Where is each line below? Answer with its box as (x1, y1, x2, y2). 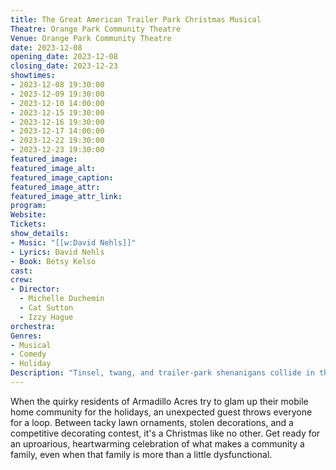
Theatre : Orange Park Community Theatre (10, 24, 182, 34)
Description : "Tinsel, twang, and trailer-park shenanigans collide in (10, 368, 315, 378)
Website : (10, 210, 47, 220)
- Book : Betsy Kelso (10, 256, 97, 266)
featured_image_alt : (10, 163, 97, 173)
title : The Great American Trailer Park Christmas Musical (10, 14, 262, 25)
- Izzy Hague (19, 312, 74, 322)
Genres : (10, 331, 43, 341)
